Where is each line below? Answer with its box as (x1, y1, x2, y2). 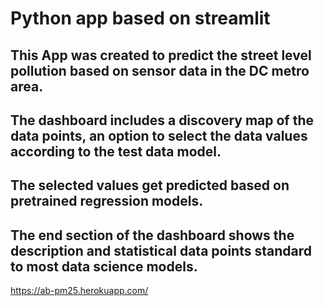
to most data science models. (10, 258, 198, 275)
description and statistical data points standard (10, 242, 312, 259)
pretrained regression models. (10, 193, 204, 210)
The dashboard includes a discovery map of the (10, 112, 314, 129)
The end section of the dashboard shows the (10, 227, 295, 244)
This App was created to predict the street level (10, 47, 312, 64)
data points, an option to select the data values (10, 127, 308, 144)
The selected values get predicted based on (10, 177, 290, 194)
